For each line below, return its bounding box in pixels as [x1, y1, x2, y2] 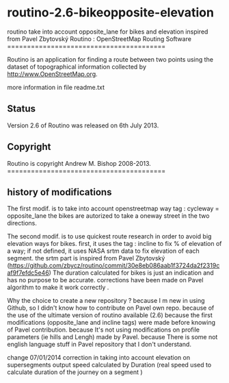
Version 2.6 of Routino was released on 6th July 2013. [7, 121, 159, 129]
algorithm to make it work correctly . [7, 283, 109, 292]
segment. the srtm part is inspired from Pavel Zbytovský [7, 254, 165, 262]
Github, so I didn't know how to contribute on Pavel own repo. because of [7, 304, 215, 312]
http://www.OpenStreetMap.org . [7, 70, 98, 78]
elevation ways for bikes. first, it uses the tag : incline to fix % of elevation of [7, 240, 222, 248]
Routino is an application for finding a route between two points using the [7, 55, 214, 63]
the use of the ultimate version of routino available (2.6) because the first [7, 311, 213, 319]
